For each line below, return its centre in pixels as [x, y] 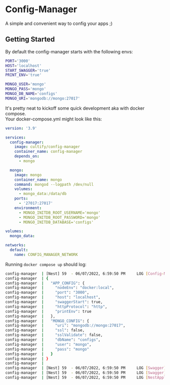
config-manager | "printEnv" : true [49, 311]
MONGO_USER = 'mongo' [26, 84]
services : [16, 137]
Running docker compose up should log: [46, 264]
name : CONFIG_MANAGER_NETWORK [46, 254]
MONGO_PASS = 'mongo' [26, 89]
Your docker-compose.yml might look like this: [54, 119]
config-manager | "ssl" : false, [45, 330]
